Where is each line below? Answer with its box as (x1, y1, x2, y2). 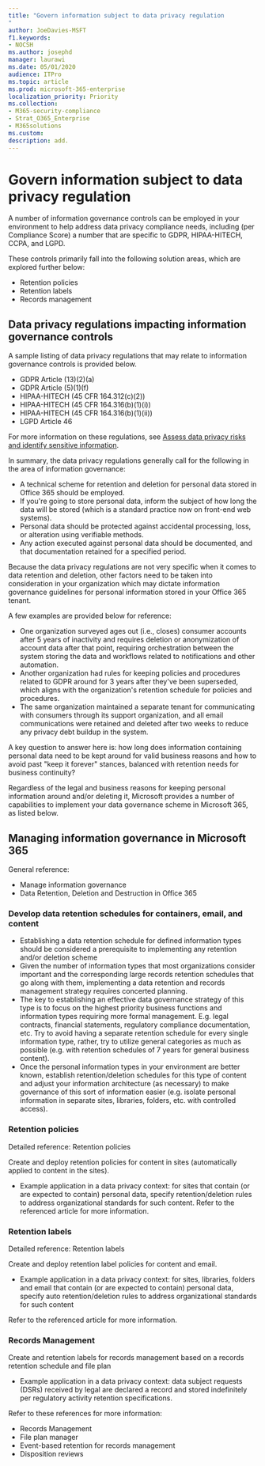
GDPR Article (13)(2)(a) (19, 375, 95, 384)
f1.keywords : (8, 33, 51, 42)
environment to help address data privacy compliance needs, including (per (8, 222, 255, 232)
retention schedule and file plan (8, 1362, 112, 1371)
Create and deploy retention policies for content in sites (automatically (8, 1157, 237, 1167)
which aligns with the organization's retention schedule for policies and (19, 685, 252, 695)
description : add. (8, 136, 69, 145)
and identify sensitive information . (8, 441, 119, 450)
